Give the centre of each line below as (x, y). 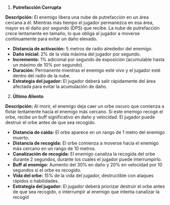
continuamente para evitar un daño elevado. (52, 39)
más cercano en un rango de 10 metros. (54, 149)
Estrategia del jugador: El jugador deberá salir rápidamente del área (84, 81)
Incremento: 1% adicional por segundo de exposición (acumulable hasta (89, 60)
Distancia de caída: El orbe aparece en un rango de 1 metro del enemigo (89, 132)
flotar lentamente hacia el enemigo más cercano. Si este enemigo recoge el (84, 112)
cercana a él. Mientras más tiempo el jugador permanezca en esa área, (79, 23)
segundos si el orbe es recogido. (47, 170)
